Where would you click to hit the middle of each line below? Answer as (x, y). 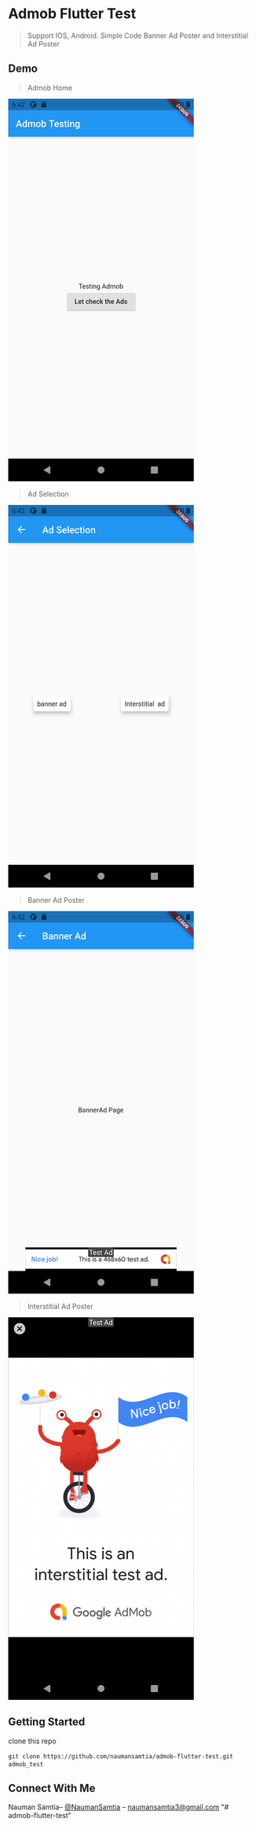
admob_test (26, 1764)
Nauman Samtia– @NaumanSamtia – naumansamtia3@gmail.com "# (119, 1807)
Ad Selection (48, 494)
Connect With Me (52, 1788)
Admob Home (50, 87)
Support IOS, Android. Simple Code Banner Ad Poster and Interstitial (138, 35)
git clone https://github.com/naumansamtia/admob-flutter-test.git (121, 1756)
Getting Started (47, 1722)
